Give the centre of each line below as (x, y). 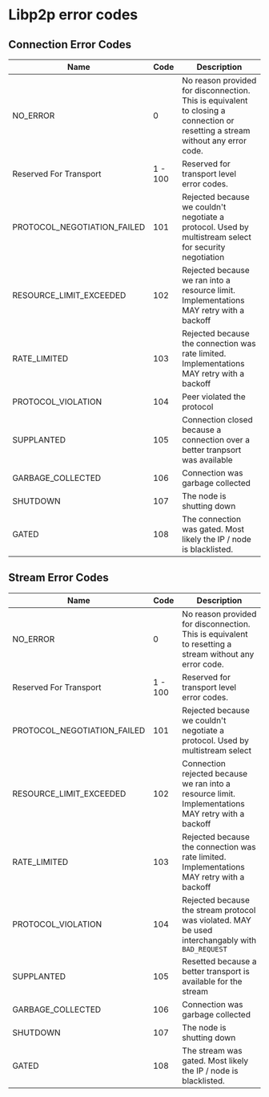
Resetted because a (219, 961)
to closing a (203, 110)
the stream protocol (219, 910)
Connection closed (217, 420)
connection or (208, 120)
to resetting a (207, 644)
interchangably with (219, 940)
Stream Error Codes (59, 578)
